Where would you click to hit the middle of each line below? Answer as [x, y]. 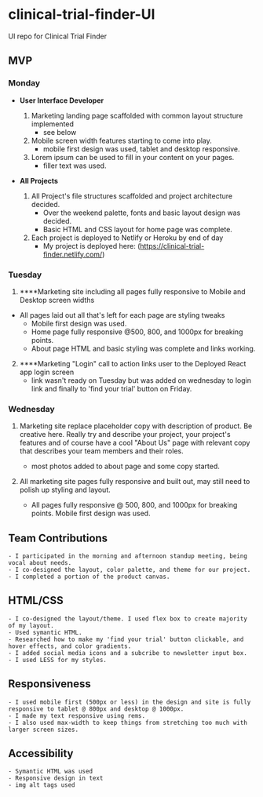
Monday [24, 83]
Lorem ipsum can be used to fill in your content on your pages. [133, 157]
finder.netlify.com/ [73, 254]
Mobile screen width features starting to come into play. [121, 140]
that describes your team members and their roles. [101, 451]
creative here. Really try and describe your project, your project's [125, 435]
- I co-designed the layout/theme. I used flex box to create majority [128, 619]
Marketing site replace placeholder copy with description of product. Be [136, 426]
